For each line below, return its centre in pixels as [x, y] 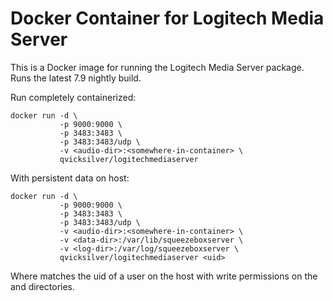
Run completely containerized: [73, 97]
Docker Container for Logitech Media [167, 18]
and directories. [43, 286]
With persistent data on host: [70, 178]
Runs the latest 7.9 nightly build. [76, 78]
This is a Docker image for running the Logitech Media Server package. [157, 67]
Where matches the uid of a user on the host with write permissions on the [164, 276]
